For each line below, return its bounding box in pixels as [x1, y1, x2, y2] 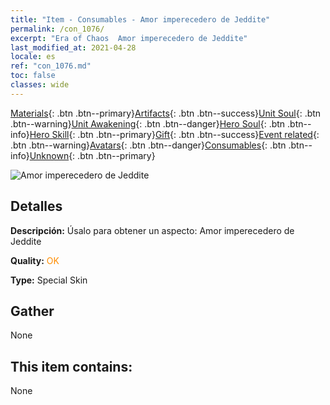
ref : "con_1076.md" [10, 61, 92, 71]
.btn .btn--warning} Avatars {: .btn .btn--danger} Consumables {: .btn [10, 139, 287, 151]
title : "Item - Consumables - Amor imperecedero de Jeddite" [10, 14, 271, 25]
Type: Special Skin [10, 274, 88, 286]
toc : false [10, 71, 56, 81]
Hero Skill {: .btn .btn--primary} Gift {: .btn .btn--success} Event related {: [29, 128, 320, 140]
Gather [10, 302, 55, 320]
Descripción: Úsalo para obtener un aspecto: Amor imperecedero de [10, 224, 295, 236]
